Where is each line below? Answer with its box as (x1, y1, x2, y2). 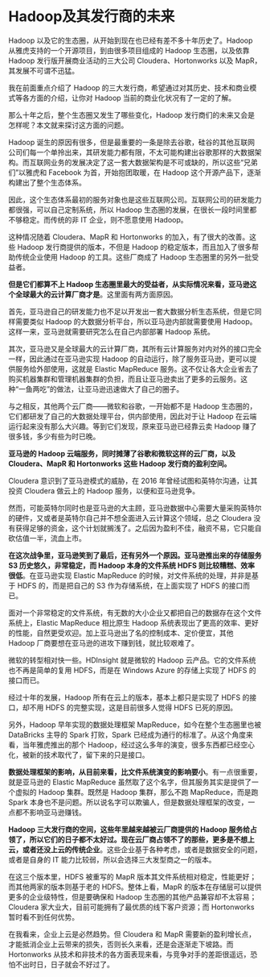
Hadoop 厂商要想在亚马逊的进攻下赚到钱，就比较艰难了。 (8, 638, 199, 647)
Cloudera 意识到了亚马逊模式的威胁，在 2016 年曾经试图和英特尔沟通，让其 (8, 476, 258, 485)
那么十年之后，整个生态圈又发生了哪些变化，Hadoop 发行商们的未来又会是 (8, 110, 256, 119)
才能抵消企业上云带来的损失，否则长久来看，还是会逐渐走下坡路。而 (8, 939, 234, 949)
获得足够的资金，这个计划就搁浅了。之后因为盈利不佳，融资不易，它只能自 (14, 523, 262, 533)
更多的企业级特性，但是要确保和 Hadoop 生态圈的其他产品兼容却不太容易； (8, 892, 257, 901)
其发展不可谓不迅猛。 (8, 65, 79, 75)
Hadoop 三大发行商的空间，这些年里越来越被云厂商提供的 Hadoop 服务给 (8, 824, 251, 834)
